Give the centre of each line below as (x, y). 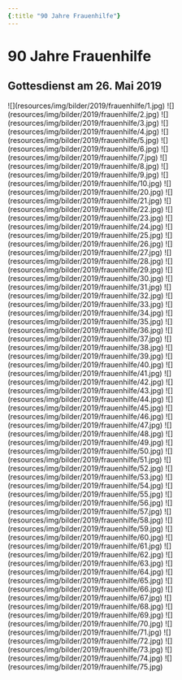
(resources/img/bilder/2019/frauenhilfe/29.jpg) (86, 270)
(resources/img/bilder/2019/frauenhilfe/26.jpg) (86, 244)
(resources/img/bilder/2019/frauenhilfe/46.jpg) (86, 416)
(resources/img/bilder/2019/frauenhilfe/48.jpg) (86, 433)
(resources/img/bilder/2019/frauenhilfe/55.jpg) (85, 494)
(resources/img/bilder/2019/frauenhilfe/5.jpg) (83, 140)
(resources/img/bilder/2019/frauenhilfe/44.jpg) (86, 399)
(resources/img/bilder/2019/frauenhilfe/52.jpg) (86, 468)
